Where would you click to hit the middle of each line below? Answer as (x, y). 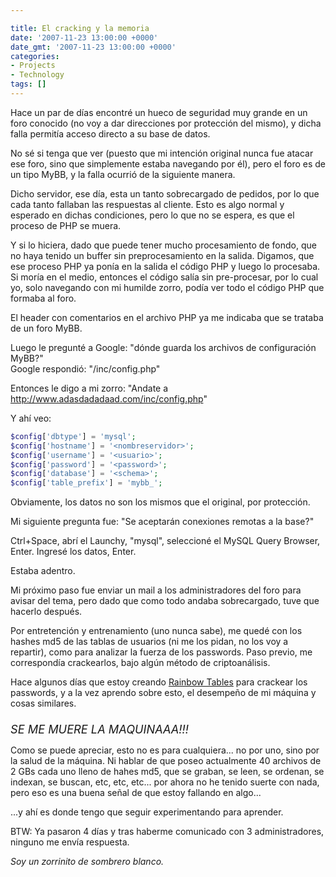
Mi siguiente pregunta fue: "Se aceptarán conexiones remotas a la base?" (162, 522)
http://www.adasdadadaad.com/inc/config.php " (109, 398)
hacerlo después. (46, 612)
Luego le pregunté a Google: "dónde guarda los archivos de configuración (163, 347)
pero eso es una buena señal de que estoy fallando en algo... (136, 793)
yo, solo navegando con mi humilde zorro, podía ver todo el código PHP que (167, 287)
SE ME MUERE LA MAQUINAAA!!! (100, 729)
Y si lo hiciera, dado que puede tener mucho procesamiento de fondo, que (163, 245)
